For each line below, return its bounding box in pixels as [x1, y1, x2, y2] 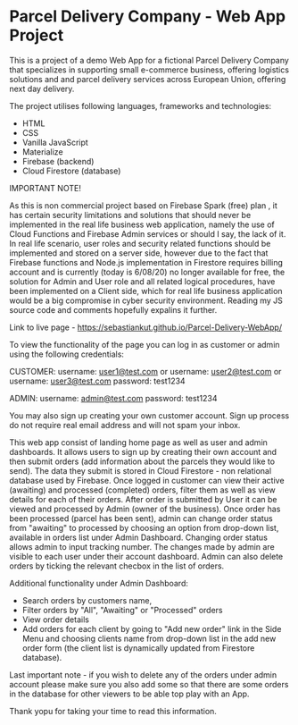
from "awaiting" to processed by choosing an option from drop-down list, [9, 522, 279, 533]
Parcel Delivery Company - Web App [9, 6, 286, 27]
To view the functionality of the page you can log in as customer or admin [9, 339, 280, 350]
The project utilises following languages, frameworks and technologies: [9, 100, 272, 111]
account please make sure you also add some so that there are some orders [9, 679, 289, 689]
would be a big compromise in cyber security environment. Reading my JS [9, 295, 284, 306]
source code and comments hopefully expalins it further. [9, 304, 218, 315]
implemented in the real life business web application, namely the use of [9, 219, 275, 230]
